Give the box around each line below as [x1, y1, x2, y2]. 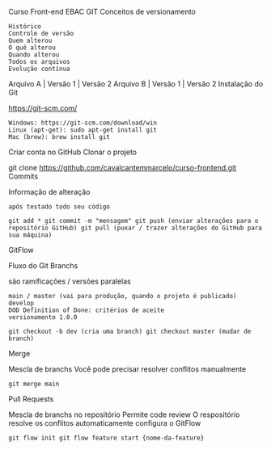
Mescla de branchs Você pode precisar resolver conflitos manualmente [8, 364, 247, 374]
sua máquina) [8, 231, 53, 239]
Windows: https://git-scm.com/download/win [8, 119, 158, 127]
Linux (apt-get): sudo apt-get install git [8, 126, 158, 134]
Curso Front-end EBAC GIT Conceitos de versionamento [8, 7, 196, 16]
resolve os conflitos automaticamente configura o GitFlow [8, 418, 201, 427]
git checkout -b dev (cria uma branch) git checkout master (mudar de [8, 327, 252, 335]
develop [8, 299, 35, 307]
